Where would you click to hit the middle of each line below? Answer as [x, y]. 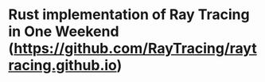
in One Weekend [64, 31]
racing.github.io [62, 66]
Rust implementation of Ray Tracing [129, 15]
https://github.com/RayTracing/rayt [135, 49]
